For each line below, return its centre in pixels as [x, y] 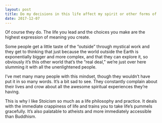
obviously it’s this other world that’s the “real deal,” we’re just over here [76, 62]
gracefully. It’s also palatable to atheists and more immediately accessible [78, 111]
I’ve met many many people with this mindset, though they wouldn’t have [78, 76]
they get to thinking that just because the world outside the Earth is [72, 52]
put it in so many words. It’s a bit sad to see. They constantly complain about [81, 82]
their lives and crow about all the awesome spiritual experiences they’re [76, 87]
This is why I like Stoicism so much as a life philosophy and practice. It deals [81, 101]
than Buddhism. [21, 117]
